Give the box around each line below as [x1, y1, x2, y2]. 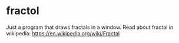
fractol [6, 4, 39, 18]
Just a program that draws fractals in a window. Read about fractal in [6, 24, 174, 31]
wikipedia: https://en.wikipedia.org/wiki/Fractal [6, 29, 120, 37]
